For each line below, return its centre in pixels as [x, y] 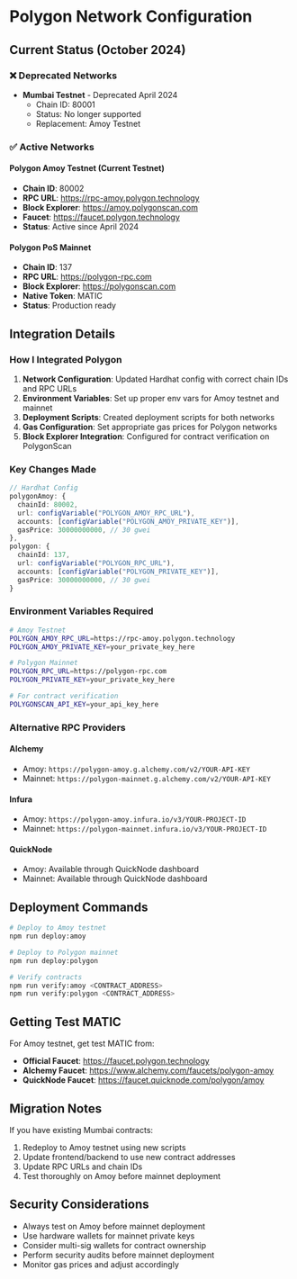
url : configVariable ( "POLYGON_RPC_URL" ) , [96, 563]
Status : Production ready [69, 306]
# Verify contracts [46, 977]
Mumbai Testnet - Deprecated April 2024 [100, 95]
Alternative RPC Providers [67, 727]
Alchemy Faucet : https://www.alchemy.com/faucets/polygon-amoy [148, 1071]
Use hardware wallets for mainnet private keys [108, 1236]
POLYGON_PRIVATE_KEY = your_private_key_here [92, 680]
